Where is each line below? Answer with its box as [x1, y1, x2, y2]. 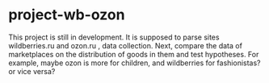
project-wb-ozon [8, 6, 125, 24]
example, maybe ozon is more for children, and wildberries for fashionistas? [8, 58, 261, 68]
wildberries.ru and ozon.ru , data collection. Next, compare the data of [8, 40, 242, 50]
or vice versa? [8, 66, 56, 76]
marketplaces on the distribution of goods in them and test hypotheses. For [8, 49, 259, 59]
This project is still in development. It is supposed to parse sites [8, 32, 220, 42]
